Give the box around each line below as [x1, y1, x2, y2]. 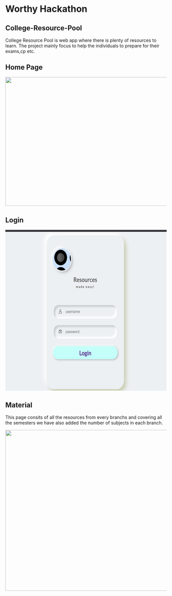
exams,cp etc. [5, 48, 35, 54]
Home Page [5, 63, 43, 72]
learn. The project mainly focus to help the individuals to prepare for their [5, 43, 160, 49]
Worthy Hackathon [5, 3, 88, 15]
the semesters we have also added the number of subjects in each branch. [5, 420, 163, 426]
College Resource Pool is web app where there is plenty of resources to [5, 37, 157, 43]
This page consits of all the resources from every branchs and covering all [5, 414, 162, 420]
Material [5, 401, 32, 410]
